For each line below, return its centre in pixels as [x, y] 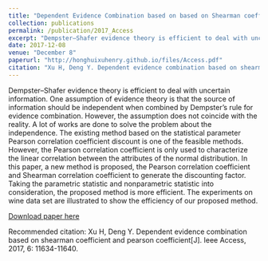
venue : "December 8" [43, 53]
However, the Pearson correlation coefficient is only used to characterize [128, 149]
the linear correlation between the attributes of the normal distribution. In [128, 158]
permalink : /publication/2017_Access [71, 30]
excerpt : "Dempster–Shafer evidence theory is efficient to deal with [128, 38]
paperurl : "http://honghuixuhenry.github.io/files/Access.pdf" [116, 61]
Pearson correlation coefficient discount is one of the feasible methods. [126, 141]
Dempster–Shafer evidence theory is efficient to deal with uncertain [119, 90]
